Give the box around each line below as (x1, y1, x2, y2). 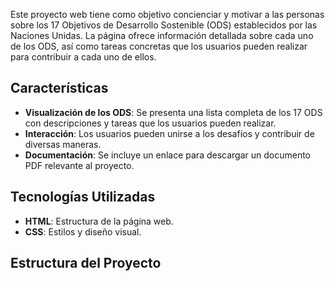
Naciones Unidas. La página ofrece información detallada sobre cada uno (10, 30, 314, 41)
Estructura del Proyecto (10, 255, 162, 272)
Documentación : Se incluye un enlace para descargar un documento (24, 149, 312, 161)
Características (10, 80, 109, 97)
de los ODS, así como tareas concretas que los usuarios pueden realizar (10, 40, 308, 52)
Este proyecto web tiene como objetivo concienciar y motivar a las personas (10, 9, 325, 20)
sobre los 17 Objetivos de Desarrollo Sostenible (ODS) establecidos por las (10, 19, 318, 31)
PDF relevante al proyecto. (24, 159, 135, 171)
